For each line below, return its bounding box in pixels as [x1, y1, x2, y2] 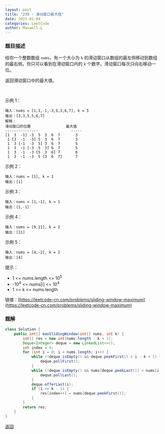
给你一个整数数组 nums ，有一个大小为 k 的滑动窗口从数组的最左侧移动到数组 [5, 55, 158, 61]
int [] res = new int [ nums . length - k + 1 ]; [23, 336, 113, 341]
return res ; [23, 404, 48, 409]
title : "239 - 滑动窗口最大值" [5, 12, 64, 17]
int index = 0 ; [23, 345, 54, 350]
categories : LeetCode [5, 21, 50, 26]
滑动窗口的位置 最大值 [5, 124, 77, 129]
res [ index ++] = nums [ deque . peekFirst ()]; [40, 391, 126, 396]
